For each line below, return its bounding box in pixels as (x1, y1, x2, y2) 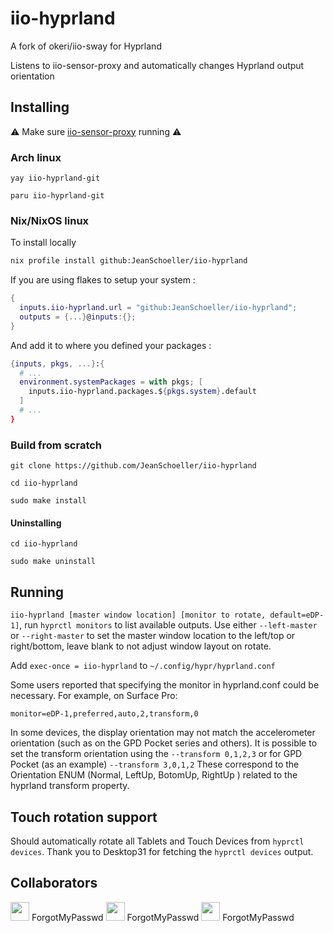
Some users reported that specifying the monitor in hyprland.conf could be (10, 679, 320, 691)
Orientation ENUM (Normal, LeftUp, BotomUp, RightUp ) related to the (10, 769, 298, 781)
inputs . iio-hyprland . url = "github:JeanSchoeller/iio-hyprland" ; (19, 303, 298, 313)
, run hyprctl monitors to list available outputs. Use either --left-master (19, 619, 318, 631)
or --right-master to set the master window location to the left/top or (10, 630, 296, 642)
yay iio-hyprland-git (10, 173, 101, 184)
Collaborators (10, 875, 98, 892)
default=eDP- (269, 610, 325, 621)
